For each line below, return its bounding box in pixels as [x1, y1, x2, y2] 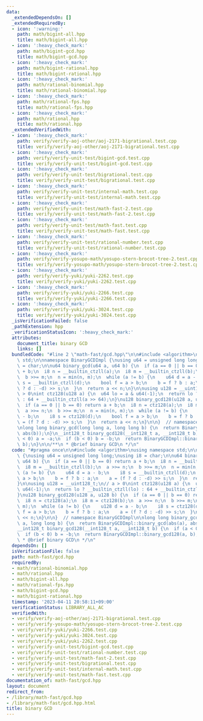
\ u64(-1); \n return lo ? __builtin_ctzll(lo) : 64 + [17, 487, 158, 493]
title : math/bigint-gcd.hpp [17, 54, 88, 60]
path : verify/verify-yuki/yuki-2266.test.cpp [17, 289, 134, 296]
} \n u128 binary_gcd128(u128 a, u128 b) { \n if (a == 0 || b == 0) [17, 492, 190, 499]
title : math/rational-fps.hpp [17, 104, 94, 111]
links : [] [17, 346, 42, 352]
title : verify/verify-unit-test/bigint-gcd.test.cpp [17, 161, 153, 167]
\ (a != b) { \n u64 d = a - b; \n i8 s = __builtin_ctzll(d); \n [17, 470, 196, 476]
